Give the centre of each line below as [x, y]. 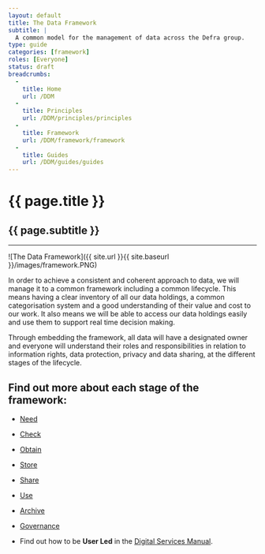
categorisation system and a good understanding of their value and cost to [129, 305]
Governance [40, 526]
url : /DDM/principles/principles [77, 118]
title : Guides [45, 155]
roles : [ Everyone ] [38, 60]
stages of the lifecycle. [45, 363]
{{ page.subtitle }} [54, 230]
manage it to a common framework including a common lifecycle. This [122, 289]
